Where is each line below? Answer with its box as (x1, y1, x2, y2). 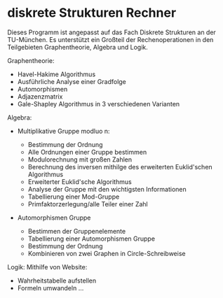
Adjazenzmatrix (17, 92, 63, 101)
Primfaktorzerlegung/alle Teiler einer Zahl (27, 199, 149, 208)
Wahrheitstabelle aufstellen (17, 276, 97, 285)
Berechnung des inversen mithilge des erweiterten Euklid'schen (27, 162, 212, 171)
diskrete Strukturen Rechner (7, 5, 177, 21)
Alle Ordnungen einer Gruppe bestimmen (27, 148, 147, 156)
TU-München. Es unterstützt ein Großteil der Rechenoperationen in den (7, 35, 214, 43)
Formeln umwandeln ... (17, 283, 84, 292)
